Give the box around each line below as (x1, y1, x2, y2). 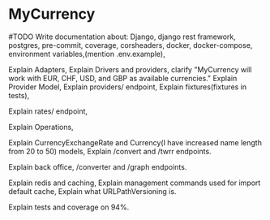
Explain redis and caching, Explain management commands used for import (8, 178, 261, 188)
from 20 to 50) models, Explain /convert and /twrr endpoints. (8, 146, 212, 156)
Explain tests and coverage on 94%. (8, 202, 130, 212)
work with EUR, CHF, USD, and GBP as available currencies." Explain (8, 73, 238, 83)
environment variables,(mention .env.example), (8, 49, 165, 58)
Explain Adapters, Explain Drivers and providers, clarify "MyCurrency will (8, 64, 252, 74)
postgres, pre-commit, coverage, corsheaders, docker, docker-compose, (8, 40, 253, 50)
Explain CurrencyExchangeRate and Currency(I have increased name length (8, 137, 262, 147)
